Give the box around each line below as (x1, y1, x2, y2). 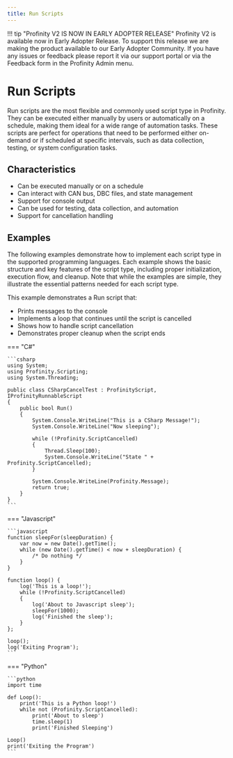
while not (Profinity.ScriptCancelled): (19, 706, 138, 713)
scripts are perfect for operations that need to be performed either (7, 128, 198, 137)
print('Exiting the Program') (7, 743, 95, 750)
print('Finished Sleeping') (32, 725, 113, 732)
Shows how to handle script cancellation (17, 322, 134, 330)
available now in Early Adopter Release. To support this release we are (7, 36, 209, 45)
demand (7, 136, 31, 144)
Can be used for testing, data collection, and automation (17, 204, 179, 212)
